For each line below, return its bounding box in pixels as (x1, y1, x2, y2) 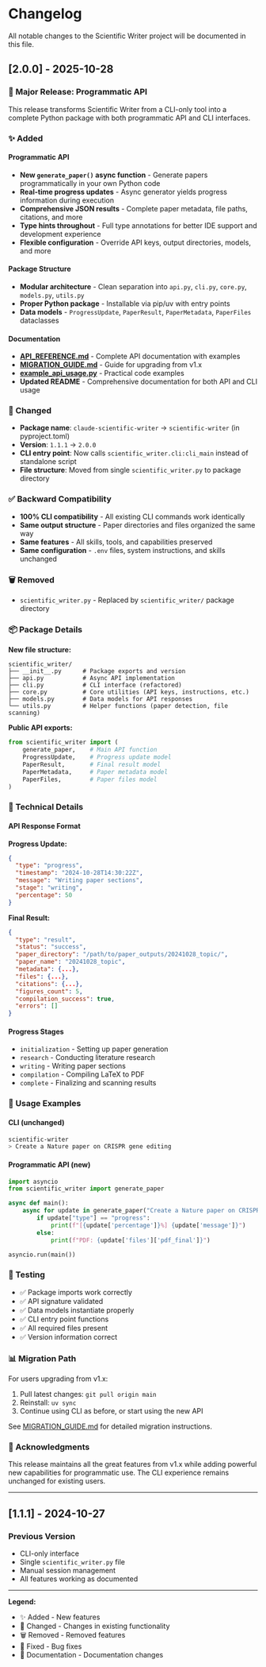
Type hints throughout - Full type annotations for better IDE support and (19, 220, 257, 230)
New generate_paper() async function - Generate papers (19, 170, 208, 180)
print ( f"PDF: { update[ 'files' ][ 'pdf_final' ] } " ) (50, 1236, 211, 1244)
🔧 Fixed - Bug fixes (19, 1642, 82, 1651)
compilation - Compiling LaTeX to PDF (19, 1069, 145, 1079)
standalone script (19, 457, 77, 466)
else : (36, 1228, 55, 1236)
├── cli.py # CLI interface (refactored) (8, 681, 182, 690)
